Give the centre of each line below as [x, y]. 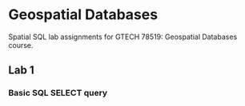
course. [21, 45]
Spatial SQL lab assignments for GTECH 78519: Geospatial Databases [123, 37]
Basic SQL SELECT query [58, 93]
